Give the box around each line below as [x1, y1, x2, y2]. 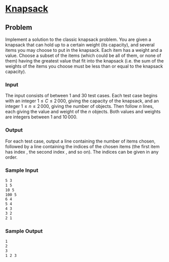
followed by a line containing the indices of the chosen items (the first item [5, 143, 160, 149]
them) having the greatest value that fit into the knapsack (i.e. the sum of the [5, 58, 164, 63]
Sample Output [5, 227, 43, 234]
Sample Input [5, 167, 39, 174]
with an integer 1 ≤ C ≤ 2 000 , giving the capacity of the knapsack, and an [5, 98, 159, 104]
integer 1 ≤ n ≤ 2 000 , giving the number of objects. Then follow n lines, [5, 103, 154, 109]
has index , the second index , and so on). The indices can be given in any [5, 149, 159, 155]
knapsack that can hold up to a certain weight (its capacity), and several [5, 42, 155, 48]
